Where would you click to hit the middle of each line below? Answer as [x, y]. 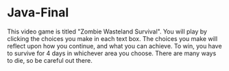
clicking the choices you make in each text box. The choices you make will [112, 38]
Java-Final [38, 13]
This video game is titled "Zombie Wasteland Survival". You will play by [107, 31]
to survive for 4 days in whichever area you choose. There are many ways [112, 53]
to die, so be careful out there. [50, 60]
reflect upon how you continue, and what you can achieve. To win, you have [114, 46]
